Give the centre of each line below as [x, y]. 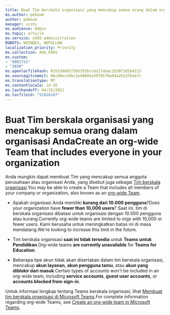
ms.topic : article [25, 33]
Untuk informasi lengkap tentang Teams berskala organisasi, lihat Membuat [84, 291]
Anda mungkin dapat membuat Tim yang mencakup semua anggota [76, 177]
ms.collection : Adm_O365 [31, 52]
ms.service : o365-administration [40, 38]
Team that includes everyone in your [84, 152]
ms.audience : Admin [26, 29]
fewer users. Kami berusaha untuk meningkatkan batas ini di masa [82, 224]
